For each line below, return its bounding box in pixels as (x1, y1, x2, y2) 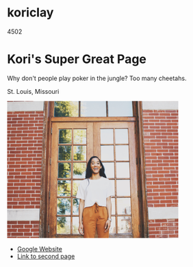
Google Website (16, 244, 63, 253)
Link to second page (16, 252, 75, 260)
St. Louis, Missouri (7, 87, 60, 95)
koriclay (7, 5, 54, 21)
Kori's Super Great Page (7, 51, 147, 67)
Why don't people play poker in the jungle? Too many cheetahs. (7, 74, 187, 82)
